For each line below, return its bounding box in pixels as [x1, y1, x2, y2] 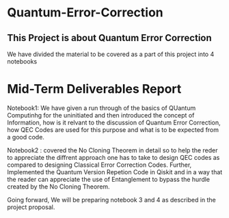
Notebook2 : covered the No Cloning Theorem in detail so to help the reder [7, 146, 218, 154]
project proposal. [7, 203, 55, 211]
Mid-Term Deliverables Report [7, 81, 182, 97]
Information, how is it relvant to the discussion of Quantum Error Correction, [7, 118, 221, 126]
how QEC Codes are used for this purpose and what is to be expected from [7, 125, 219, 134]
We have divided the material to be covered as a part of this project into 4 [7, 50, 215, 58]
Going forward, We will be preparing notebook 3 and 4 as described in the [7, 195, 217, 204]
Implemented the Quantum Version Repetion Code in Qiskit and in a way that [7, 167, 223, 176]
